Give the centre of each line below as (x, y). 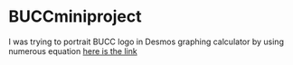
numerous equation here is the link (73, 51)
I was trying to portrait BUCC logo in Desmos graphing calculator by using (146, 42)
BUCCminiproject (75, 17)
